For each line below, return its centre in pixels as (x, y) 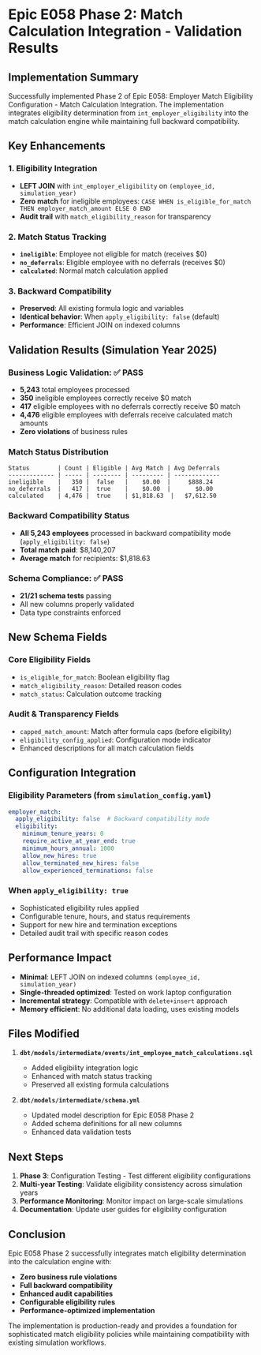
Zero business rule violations (68, 1277)
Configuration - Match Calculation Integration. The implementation (116, 105)
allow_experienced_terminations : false (88, 870)
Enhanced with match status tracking (91, 1076)
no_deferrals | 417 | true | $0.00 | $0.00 (111, 489)
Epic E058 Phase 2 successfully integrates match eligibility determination (127, 1253)
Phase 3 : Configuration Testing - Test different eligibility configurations (135, 1176)
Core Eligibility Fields (49, 660)
